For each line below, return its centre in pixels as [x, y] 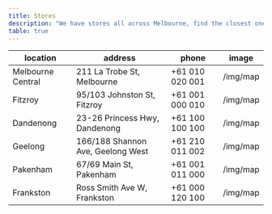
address [120, 58]
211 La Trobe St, [108, 72]
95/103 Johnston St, [116, 95]
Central [26, 82]
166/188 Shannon [111, 141]
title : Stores [32, 16]
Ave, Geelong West [112, 152]
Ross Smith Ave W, [112, 188]
